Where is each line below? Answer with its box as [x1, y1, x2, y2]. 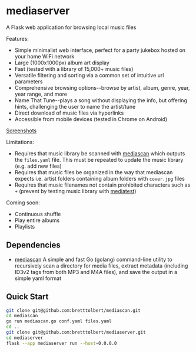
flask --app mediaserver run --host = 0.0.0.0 [6, 340, 117, 346]
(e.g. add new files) [14, 162, 62, 170]
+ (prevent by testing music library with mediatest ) [14, 187, 137, 194]
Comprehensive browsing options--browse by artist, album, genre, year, [14, 84, 190, 91]
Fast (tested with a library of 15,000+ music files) [14, 65, 134, 72]
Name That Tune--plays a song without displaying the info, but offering [14, 96, 187, 104]
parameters [14, 78, 43, 85]
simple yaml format [14, 275, 62, 282]
